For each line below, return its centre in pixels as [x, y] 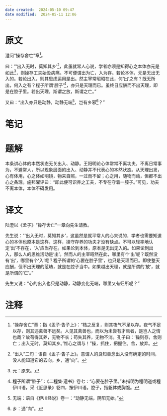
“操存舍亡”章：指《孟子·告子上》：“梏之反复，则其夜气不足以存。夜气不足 [87, 325]
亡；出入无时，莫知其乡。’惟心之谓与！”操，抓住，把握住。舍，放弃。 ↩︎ [85, 343]
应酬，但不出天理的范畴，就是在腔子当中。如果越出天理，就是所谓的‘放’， [80, 266]
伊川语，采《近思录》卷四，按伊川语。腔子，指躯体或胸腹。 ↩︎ [76, 387]
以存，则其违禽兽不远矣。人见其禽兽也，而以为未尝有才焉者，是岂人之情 [86, 331]
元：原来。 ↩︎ [26, 370]
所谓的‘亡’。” [21, 273]
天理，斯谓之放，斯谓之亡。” [68, 91]
